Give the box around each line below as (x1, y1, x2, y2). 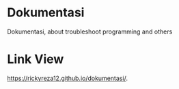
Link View (7, 51, 64, 67)
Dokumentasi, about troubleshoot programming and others (7, 27, 173, 36)
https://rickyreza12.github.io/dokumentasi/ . (7, 74, 128, 82)
